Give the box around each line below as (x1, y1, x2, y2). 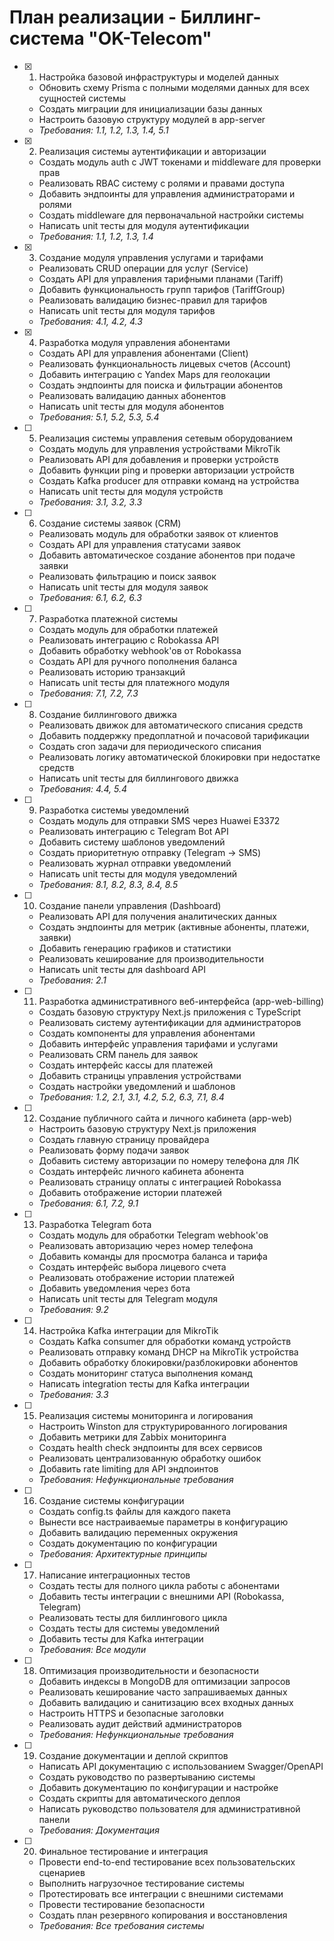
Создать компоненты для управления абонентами (38, 1027, 256, 1039)
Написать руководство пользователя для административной (38, 1802, 301, 1815)
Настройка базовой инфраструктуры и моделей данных (38, 71, 280, 83)
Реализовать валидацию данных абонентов (38, 389, 227, 401)
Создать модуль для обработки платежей (38, 623, 219, 635)
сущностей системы (38, 92, 127, 104)
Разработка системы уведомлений (38, 804, 189, 816)
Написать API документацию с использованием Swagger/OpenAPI (38, 1760, 324, 1772)
